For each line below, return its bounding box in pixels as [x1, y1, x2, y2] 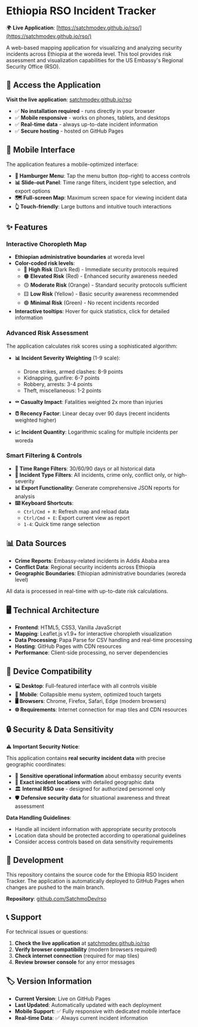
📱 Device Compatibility [6, 666, 92, 676]
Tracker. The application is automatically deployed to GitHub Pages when [6, 877, 185, 884]
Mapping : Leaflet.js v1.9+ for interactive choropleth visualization [14, 630, 172, 637]
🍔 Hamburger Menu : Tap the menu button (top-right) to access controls [14, 172, 190, 179]
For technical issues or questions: [6, 928, 89, 935]
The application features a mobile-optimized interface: [6, 161, 139, 168]
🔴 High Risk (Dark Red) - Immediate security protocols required [23, 266, 178, 273]
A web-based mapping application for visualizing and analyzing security [6, 44, 182, 51]
